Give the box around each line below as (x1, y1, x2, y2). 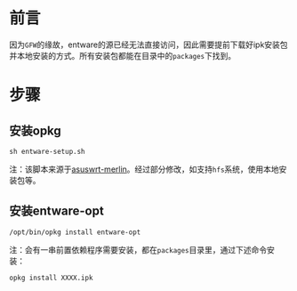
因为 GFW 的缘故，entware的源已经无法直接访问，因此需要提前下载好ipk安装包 (9, 39, 288, 50)
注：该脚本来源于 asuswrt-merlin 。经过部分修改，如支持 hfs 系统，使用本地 (9, 164, 280, 174)
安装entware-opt (9, 204, 104, 219)
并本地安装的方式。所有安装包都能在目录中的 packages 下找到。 (9, 50, 237, 61)
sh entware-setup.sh (9, 147, 86, 156)
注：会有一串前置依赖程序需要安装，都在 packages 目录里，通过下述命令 (9, 244, 268, 255)
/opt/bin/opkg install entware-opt (9, 228, 141, 237)
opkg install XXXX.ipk (9, 273, 93, 282)
